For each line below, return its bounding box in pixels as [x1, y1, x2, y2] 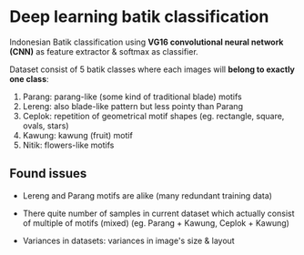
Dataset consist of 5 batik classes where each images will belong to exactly [9, 64, 296, 75]
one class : [9, 73, 49, 84]
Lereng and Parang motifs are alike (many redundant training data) [22, 189, 273, 201]
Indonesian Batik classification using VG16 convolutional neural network [9, 36, 284, 47]
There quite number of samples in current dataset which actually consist [22, 208, 295, 219]
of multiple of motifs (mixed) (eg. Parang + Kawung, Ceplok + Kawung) [22, 217, 289, 229]
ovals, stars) [22, 120, 69, 131]
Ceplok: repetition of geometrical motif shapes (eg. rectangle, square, [22, 110, 285, 121]
